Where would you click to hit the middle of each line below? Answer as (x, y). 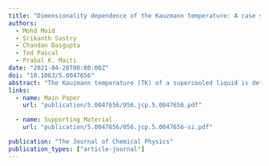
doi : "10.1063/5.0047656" (51, 75)
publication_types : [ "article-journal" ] (77, 149)
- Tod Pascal (37, 53)
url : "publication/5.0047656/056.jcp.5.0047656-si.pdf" (118, 128)
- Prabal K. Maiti (46, 61)
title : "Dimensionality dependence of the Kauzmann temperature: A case (132, 16)
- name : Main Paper (48, 98)
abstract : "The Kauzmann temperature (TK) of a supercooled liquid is (128, 83)
